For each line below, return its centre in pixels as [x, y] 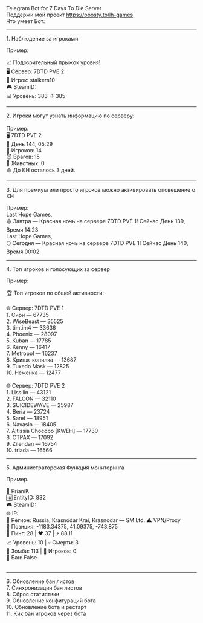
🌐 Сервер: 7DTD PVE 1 [35, 308]
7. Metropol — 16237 [32, 353]
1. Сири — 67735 [28, 315]
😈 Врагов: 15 [23, 157]
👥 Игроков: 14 [24, 150]
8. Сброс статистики [33, 594]
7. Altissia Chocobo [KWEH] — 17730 [52, 431]
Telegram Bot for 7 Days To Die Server [54, 8]
